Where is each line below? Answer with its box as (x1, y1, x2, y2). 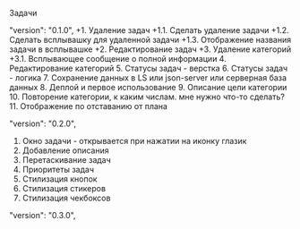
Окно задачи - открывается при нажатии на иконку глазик (21, 136, 247, 146)
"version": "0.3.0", (9, 210, 76, 220)
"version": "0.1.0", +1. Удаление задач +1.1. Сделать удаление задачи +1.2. (9, 25, 289, 35)
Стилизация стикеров (21, 183, 106, 193)
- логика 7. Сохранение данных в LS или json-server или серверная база (9, 72, 287, 83)
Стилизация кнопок (21, 174, 98, 184)
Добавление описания (21, 145, 109, 156)
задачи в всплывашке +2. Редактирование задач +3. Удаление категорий (9, 44, 292, 55)
